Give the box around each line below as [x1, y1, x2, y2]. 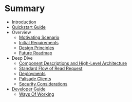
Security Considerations [19, 81, 68, 86]
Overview [11, 29, 31, 35]
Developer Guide [11, 86, 46, 92]
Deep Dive [11, 55, 33, 61]
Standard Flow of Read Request [19, 65, 83, 71]
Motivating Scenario [19, 34, 59, 40]
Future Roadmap [19, 50, 53, 56]
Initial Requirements [19, 39, 59, 45]
